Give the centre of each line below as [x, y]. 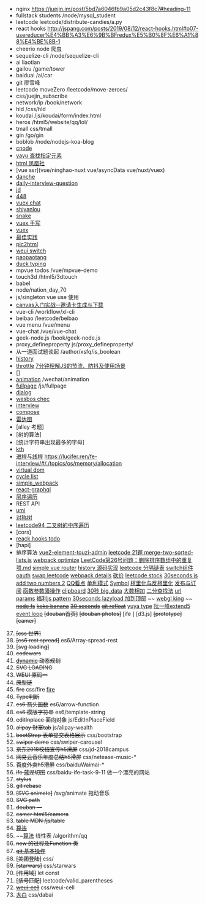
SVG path [28, 800]
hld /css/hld [31, 109]
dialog [24, 392]
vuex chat [28, 203]
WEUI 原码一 [32, 675]
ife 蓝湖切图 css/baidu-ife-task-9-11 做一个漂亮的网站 [83, 772]
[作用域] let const [38, 873]
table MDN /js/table [40, 820]
